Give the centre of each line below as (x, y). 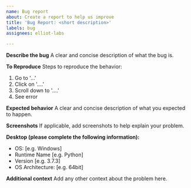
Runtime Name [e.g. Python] (49, 155)
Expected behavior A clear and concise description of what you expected (96, 108)
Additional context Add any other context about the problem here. (87, 179)
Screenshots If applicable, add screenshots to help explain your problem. (95, 126)
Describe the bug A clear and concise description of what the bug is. (90, 55)
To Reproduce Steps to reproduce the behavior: (64, 67)
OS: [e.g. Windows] (38, 149)
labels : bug (21, 28)
